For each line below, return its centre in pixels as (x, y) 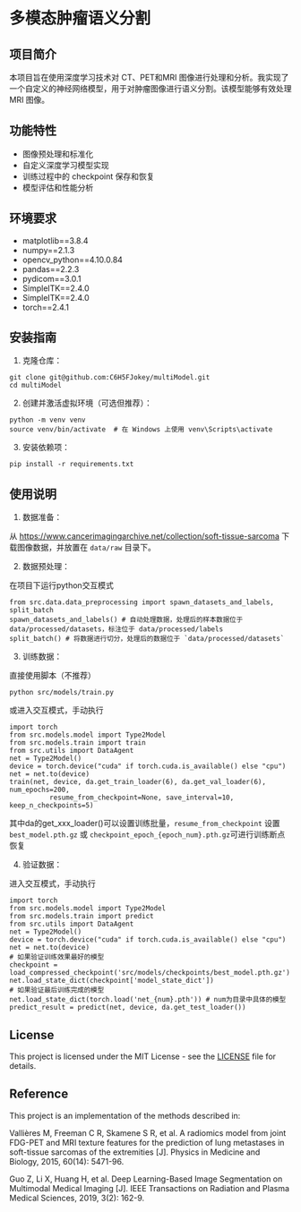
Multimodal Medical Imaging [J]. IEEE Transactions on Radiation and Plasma (149, 1188)
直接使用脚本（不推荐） (52, 676)
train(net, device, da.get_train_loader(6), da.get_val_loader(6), (138, 782)
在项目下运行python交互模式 (61, 585)
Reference (39, 1094)
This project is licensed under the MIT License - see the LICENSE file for (142, 1056)
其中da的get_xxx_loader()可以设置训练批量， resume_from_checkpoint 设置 (145, 824)
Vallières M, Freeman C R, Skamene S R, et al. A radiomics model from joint (148, 1132)
